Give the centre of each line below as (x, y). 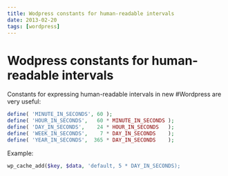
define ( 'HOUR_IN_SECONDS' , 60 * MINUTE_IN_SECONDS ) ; (91, 121)
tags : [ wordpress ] (34, 26)
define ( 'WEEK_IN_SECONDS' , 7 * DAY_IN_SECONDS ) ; (91, 133)
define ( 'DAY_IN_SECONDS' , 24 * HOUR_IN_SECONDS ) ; (91, 127)
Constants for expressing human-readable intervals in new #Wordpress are (114, 95)
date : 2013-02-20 (32, 20)
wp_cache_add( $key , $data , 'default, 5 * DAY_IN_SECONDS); (94, 166)
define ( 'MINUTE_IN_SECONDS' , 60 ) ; (60, 115)
